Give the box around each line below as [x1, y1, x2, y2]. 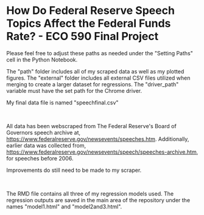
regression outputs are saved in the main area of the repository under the [6, 196, 191, 203]
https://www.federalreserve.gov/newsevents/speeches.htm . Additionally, [6, 135, 189, 143]
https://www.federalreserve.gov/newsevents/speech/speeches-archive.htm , [6, 148, 199, 155]
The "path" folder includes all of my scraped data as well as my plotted [6, 67, 185, 75]
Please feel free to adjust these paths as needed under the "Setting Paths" [6, 49, 193, 56]
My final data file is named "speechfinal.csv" [6, 98, 119, 106]
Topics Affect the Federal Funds [6, 16, 171, 30]
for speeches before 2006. [6, 154, 74, 162]
